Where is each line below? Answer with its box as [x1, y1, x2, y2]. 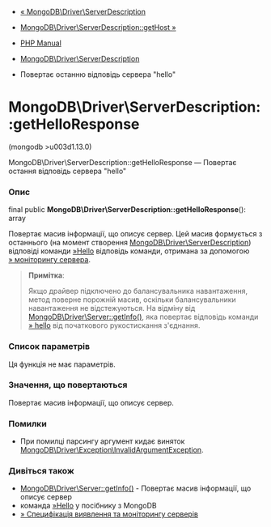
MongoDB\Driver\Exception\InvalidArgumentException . [19, 445, 204, 455]
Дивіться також [8, 465, 74, 477]
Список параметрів [8, 341, 91, 352]
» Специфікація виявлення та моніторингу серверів [19, 509, 198, 519]
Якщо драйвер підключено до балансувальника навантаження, [28, 287, 248, 296]
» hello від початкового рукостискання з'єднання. [28, 321, 201, 330]
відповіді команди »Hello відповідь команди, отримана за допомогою [8, 246, 250, 256]
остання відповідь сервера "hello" [8, 166, 127, 176]
